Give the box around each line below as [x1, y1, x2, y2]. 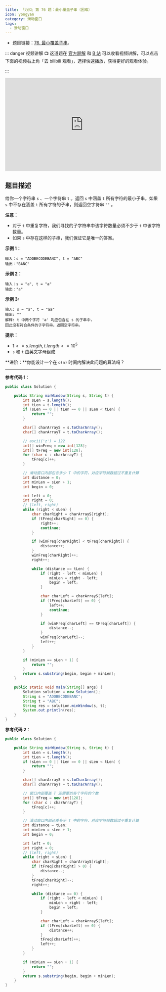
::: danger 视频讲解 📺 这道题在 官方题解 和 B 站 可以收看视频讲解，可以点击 [5, 50, 159, 56]
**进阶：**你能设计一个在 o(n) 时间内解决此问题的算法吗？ [5, 359, 125, 365]
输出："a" [5, 287, 23, 292]
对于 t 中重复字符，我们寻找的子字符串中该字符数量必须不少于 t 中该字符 [12, 223, 161, 229]
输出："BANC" [5, 262, 30, 267]
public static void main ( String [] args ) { [14, 685, 103, 690]
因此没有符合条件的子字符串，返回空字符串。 [5, 323, 83, 328]
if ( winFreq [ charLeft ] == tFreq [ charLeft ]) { [40, 621, 136, 626]
